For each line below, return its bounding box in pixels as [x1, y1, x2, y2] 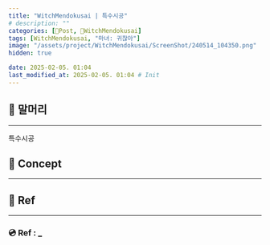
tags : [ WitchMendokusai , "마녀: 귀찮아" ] [8, 34, 141, 43]
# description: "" [8, 19, 70, 27]
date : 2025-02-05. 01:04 [8, 63, 92, 72]
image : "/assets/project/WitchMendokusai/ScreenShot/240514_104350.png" [8, 42, 257, 50]
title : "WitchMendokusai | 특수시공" [8, 11, 129, 20]
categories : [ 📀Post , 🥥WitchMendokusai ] [8, 27, 142, 35]
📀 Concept [8, 157, 63, 170]
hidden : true [8, 49, 52, 57]
